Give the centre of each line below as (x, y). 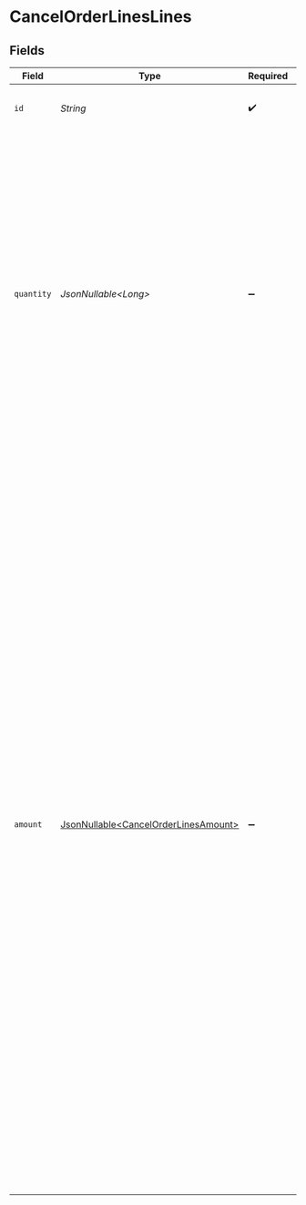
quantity (33, 294)
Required (268, 76)
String (73, 108)
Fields (27, 51)
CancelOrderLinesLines (101, 17)
